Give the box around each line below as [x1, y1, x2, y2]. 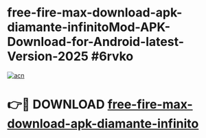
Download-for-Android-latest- [7, 34, 184, 49]
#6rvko [91, 49, 134, 65]
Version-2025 [7, 49, 89, 65]
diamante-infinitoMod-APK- [7, 19, 170, 35]
